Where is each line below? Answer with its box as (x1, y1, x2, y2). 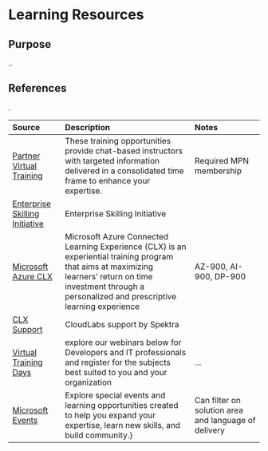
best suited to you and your (65, 366, 167, 378)
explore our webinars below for (65, 337, 182, 348)
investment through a (65, 281, 145, 292)
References (8, 81, 67, 95)
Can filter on (194, 394, 241, 406)
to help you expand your (65, 409, 156, 421)
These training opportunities (65, 135, 171, 146)
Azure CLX (12, 271, 53, 282)
